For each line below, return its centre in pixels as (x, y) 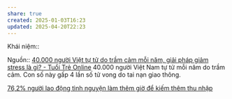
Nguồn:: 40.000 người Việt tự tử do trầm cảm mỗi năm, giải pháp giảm (108, 60)
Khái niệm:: (23, 47)
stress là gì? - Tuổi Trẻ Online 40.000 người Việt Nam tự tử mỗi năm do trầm (116, 68)
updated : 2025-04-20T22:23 (46, 26)
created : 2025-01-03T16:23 (46, 20)
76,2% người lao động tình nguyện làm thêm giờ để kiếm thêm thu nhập (110, 89)
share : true (24, 14)
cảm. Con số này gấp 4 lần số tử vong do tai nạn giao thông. (94, 75)
